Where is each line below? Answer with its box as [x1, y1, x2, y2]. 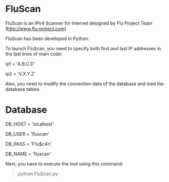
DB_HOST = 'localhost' [5, 121, 54, 127]
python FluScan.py [17, 170, 58, 177]
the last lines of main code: [5, 51, 63, 57]
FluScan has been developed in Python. [5, 35, 90, 42]
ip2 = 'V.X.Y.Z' [5, 70, 36, 77]
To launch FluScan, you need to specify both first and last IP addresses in [5, 45, 161, 51]
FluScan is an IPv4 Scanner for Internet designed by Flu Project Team [5, 20, 153, 26]
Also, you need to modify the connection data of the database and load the [5, 80, 164, 87]
